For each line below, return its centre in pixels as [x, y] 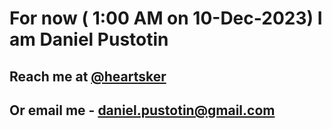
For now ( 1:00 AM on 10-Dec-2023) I [166, 18]
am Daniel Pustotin [89, 39]
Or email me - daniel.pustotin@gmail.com [142, 110]
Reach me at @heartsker [88, 76]
